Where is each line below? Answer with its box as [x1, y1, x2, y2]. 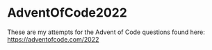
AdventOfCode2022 [7, 5, 127, 21]
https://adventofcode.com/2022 [7, 35, 99, 43]
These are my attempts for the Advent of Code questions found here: [7, 28, 205, 36]
